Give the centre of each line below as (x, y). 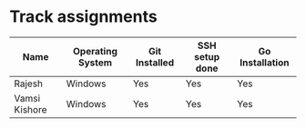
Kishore (31, 109)
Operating (95, 51)
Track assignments (83, 17)
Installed (155, 63)
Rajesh (29, 84)
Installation (265, 63)
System (95, 63)
